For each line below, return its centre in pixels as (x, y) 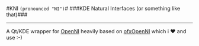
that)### (17, 15)
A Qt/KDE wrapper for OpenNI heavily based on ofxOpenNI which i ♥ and (96, 31)
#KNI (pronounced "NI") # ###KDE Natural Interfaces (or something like (93, 8)
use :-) (14, 38)
